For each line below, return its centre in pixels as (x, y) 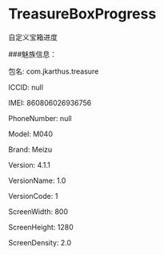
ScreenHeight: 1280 (41, 227)
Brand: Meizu (30, 149)
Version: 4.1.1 (29, 164)
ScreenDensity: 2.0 (40, 242)
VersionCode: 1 (33, 196)
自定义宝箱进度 (33, 37)
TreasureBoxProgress (82, 14)
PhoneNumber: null (40, 118)
